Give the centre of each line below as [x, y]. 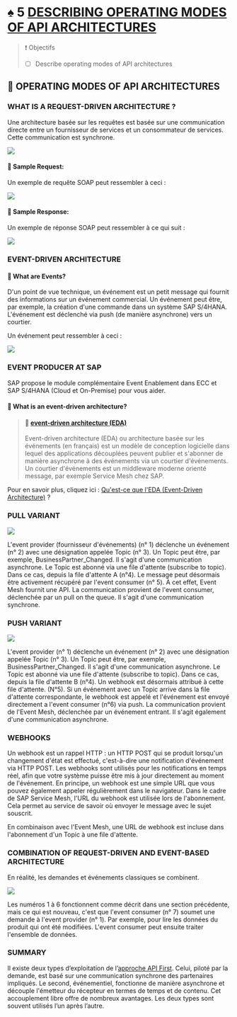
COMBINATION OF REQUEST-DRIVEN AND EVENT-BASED [109, 853]
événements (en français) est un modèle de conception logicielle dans [127, 446]
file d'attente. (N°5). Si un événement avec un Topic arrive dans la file [109, 689]
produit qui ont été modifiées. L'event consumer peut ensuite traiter [105, 927]
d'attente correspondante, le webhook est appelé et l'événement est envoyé [118, 697]
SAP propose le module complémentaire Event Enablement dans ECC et [112, 382]
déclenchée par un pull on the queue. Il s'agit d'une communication [105, 597]
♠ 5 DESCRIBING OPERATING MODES [117, 12]
